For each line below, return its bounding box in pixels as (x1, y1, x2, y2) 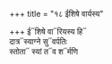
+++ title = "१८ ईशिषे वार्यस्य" (9, 9, 104, 19)
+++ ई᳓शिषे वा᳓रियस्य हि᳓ (9, 27, 87, 36)
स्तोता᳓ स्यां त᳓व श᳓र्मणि (9, 46, 79, 57)
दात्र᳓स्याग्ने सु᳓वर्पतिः (9, 36, 68, 46)
